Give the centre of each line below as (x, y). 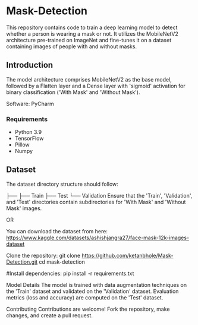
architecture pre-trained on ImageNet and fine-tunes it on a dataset (89, 40)
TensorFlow (29, 139)
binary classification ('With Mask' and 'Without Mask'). (73, 92)
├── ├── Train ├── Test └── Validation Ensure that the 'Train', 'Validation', (99, 195)
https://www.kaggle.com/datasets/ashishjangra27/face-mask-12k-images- (98, 237)
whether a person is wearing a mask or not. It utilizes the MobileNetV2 (92, 33)
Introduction (30, 65)
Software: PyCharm (30, 104)
